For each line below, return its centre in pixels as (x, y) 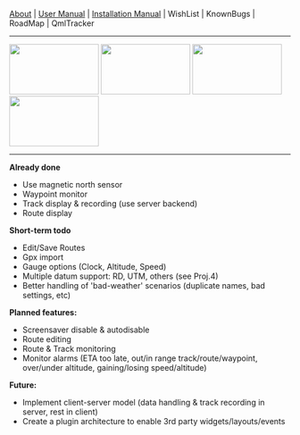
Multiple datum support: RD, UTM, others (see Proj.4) (120, 276)
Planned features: (43, 312)
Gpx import (43, 257)
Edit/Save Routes (54, 247)
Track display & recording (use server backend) (110, 204)
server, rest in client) (60, 412)
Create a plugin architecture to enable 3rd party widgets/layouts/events (154, 421)
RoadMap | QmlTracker (52, 23)
